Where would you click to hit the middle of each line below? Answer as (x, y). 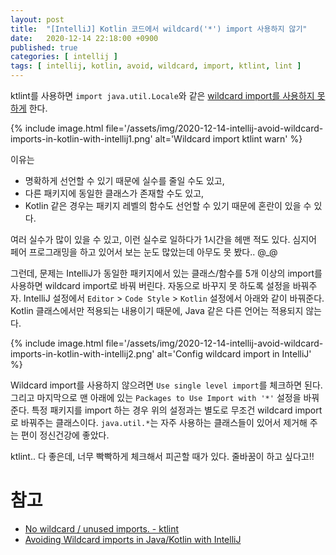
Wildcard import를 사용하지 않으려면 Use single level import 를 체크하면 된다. (166, 385)
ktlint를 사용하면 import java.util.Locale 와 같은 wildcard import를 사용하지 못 (168, 95)
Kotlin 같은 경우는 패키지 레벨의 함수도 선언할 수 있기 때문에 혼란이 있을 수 (168, 205)
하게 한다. (29, 108)
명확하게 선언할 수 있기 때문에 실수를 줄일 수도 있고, (124, 180)
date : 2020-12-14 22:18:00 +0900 (84, 38)
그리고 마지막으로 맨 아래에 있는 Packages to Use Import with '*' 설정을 (156, 397)
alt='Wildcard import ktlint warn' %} (228, 139)
